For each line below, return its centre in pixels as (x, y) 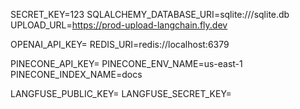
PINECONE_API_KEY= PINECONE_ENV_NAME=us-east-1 (126, 63)
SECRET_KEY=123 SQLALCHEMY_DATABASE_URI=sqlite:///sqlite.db (150, 14)
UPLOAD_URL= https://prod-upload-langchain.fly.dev (119, 25)
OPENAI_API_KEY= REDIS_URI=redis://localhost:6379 (120, 44)
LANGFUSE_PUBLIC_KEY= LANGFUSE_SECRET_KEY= (121, 93)
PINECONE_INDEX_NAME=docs (76, 74)
